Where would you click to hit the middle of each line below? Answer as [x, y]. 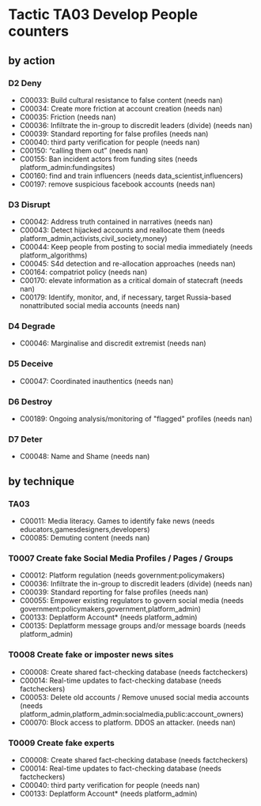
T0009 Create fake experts [61, 743]
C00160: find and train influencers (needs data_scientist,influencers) [131, 175]
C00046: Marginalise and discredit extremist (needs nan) [113, 343]
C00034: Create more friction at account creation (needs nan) [121, 108]
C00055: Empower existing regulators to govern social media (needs [132, 601]
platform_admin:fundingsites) [67, 167]
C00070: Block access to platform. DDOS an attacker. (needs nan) [127, 722]
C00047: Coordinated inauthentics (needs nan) [96, 381]
